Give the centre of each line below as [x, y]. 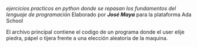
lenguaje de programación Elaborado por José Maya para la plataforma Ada [99, 15]
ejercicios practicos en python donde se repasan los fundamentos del [91, 8]
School [15, 21]
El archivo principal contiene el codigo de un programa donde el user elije [95, 32]
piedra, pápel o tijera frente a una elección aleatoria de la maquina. [87, 38]
